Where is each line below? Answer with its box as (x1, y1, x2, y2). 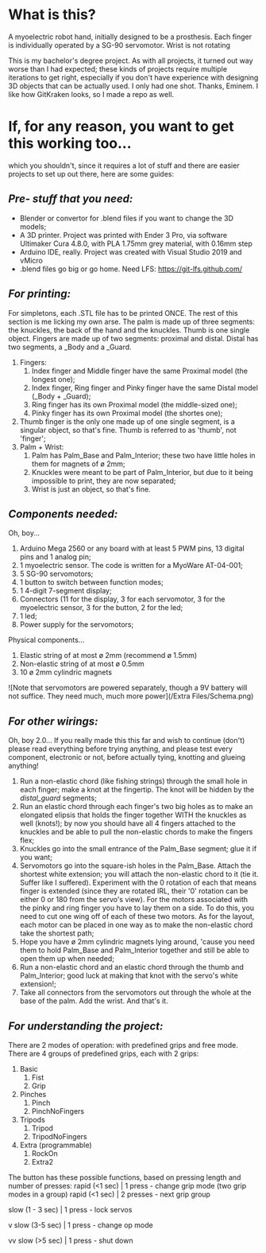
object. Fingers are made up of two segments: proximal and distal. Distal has (8, 333, 259, 343)
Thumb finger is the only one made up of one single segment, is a (19, 416, 236, 426)
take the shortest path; (19, 928, 94, 938)
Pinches (19, 1089, 47, 1099)
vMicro (19, 255, 44, 265)
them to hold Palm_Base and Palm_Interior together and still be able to (19, 945, 250, 955)
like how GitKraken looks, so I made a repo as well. (8, 89, 175, 99)
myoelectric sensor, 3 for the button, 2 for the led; (19, 603, 183, 613)
